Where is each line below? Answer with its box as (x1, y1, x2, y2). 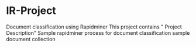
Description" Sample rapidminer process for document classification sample (6, 29, 190, 36)
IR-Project (6, 4, 57, 17)
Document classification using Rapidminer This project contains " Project (6, 23, 183, 30)
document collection (6, 35, 56, 42)
